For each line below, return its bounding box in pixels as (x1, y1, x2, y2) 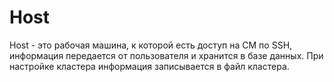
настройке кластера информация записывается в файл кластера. (9, 60, 290, 72)
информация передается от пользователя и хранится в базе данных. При (9, 49, 324, 61)
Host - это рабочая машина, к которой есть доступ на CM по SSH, (9, 39, 293, 51)
